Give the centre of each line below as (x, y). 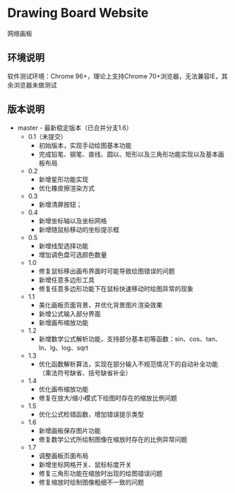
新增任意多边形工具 (67, 279)
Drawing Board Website (78, 13)
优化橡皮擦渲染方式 (67, 188)
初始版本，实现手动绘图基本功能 (85, 145)
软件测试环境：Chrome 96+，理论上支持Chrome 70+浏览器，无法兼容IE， (115, 76)
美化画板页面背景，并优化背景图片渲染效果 (101, 305)
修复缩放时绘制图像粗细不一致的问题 (91, 482)
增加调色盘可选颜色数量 (73, 255)
